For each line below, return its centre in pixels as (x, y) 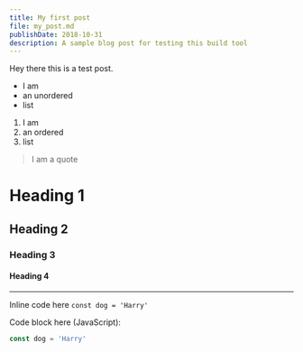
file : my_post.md (42, 26)
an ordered (43, 133)
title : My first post (50, 18)
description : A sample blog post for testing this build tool (129, 43)
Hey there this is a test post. (61, 69)
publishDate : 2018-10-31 (56, 34)
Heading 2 (39, 229)
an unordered (48, 96)
